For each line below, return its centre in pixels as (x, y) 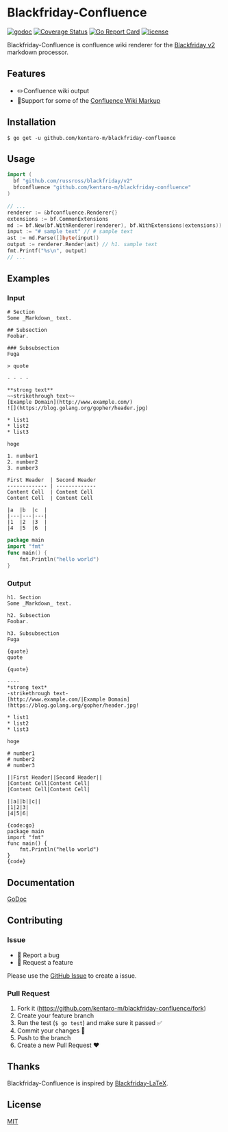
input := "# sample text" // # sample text (70, 232)
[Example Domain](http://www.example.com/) (70, 402)
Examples (28, 279)
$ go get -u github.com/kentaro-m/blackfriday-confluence (91, 138)
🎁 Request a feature (45, 962)
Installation (31, 122)
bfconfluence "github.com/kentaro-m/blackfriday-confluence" (102, 188)
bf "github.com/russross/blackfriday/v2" (73, 181)
